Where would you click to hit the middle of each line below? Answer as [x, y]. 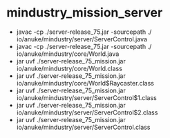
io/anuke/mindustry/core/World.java [68, 54]
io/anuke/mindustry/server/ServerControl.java [82, 39]
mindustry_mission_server [85, 13]
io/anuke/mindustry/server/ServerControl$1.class [86, 97]
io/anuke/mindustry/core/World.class [69, 68]
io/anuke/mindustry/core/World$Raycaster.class [85, 83]
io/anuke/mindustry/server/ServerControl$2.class [87, 112]
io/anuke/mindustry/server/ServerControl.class [83, 127]
